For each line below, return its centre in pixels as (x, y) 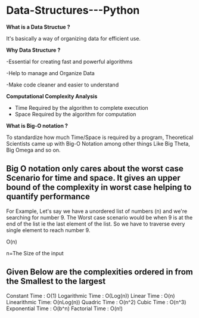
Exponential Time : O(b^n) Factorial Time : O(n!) (65, 308)
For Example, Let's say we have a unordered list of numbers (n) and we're (97, 211)
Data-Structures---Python (73, 10)
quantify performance (48, 197)
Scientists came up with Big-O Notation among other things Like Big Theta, (98, 143)
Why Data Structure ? (33, 50)
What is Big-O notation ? (37, 125)
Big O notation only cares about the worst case (95, 169)
